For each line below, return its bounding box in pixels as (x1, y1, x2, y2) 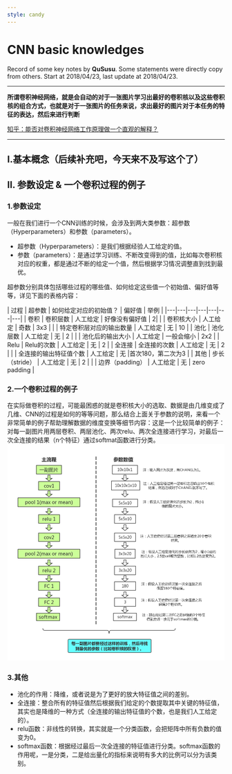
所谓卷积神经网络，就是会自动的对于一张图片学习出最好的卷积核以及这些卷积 (7, 93, 225, 101)
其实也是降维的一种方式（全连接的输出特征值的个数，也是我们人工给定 (17, 707, 217, 715)
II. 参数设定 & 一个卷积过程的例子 (7, 179, 146, 191)
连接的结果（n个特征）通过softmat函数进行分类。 (19, 436, 160, 444)
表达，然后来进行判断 (19, 110, 80, 118)
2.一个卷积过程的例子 (7, 384, 78, 394)
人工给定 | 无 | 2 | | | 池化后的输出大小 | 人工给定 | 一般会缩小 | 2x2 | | (24, 332, 220, 340)
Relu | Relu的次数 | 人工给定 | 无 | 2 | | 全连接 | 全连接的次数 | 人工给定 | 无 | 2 (7, 340, 225, 349)
